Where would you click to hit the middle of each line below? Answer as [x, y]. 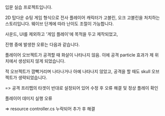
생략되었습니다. [33, 78]
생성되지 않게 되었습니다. [42, 61]
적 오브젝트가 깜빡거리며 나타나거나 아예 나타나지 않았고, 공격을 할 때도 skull [78, 71]
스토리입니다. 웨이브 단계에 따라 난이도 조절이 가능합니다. [59, 24]
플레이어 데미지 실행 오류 [29, 98]
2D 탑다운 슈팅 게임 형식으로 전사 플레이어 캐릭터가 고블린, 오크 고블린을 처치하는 [82, 18]
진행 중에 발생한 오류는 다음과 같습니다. [42, 45]
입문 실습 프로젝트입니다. [29, 7]
